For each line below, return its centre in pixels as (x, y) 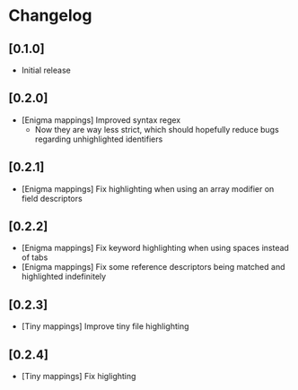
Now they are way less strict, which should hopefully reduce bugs (157, 129)
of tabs (35, 257)
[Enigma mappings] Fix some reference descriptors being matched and (153, 267)
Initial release (46, 70)
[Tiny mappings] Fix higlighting (79, 377)
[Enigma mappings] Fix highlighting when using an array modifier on (148, 188)
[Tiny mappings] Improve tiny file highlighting (105, 326)
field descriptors (52, 198)
